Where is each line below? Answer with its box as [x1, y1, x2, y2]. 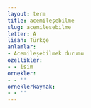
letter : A [7, 30, 37, 38]
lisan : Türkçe [7, 37, 50, 44]
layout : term [7, 10, 46, 18]
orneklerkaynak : [7, 83, 55, 90]
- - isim [7, 63, 33, 70]
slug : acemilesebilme [7, 23, 72, 31]
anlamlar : [7, 43, 37, 50]
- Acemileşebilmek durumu [7, 50, 84, 58]
